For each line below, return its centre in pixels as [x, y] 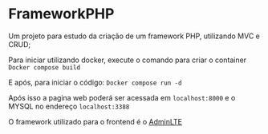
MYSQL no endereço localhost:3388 [69, 106]
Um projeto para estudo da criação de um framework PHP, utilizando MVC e [134, 36]
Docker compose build [45, 67]
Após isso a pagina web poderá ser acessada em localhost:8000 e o [122, 97]
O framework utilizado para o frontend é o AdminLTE [95, 121]
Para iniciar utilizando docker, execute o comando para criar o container [128, 60]
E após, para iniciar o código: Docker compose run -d [95, 82]
